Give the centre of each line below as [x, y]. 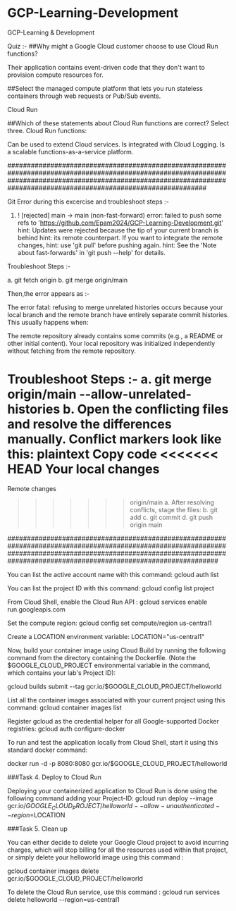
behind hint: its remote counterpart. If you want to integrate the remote [120, 237]
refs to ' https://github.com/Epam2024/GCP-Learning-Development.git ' [120, 223]
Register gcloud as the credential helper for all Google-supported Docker [113, 721]
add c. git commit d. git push [172, 517]
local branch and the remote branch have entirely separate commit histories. [118, 314]
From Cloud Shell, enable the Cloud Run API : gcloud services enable [107, 602]
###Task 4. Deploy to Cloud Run [55, 777]
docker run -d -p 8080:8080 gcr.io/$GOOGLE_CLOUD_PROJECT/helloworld [117, 763]
